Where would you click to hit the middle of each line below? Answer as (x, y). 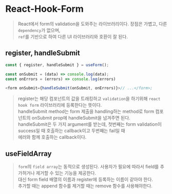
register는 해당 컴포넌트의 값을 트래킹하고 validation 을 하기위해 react (89, 99)
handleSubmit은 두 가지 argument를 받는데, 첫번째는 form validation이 (90, 124)
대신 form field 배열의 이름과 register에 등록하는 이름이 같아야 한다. (85, 180)
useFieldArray (28, 154)
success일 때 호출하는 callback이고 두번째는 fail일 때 (71, 131)
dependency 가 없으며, (39, 30)
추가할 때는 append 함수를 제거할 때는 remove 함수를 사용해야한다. (85, 186)
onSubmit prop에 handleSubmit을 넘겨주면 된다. (81, 118)
